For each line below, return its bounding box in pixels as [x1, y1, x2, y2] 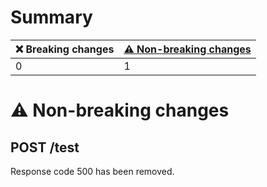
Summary [10, 6, 93, 29]
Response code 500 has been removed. [10, 165, 175, 177]
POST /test [10, 139, 80, 156]
